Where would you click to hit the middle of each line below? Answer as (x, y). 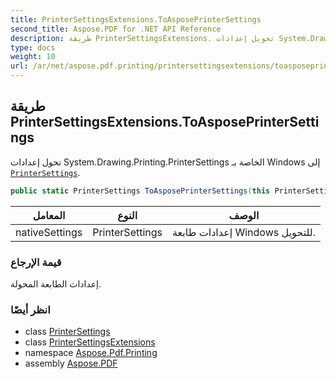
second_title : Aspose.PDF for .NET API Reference (116, 29)
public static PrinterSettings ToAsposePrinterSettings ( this (140, 191)
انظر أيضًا (30, 309)
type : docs (33, 47)
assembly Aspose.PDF (71, 363)
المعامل (49, 215)
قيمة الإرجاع (36, 262)
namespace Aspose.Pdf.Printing (91, 353)
